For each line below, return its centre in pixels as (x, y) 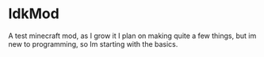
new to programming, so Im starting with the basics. (93, 44)
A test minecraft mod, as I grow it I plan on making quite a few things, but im (132, 36)
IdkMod (34, 14)
